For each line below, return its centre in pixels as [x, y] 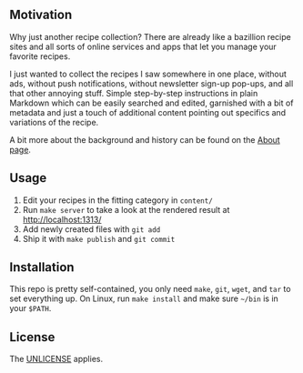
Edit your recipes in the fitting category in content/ [118, 200]
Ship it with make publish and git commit [99, 238]
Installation [42, 267]
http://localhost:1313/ [62, 219]
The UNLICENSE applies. [56, 359]
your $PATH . [30, 308]
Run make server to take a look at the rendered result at [126, 209]
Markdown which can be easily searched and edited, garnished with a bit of [151, 103]
